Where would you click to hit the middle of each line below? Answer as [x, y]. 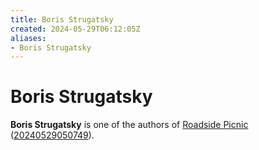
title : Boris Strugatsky [62, 19]
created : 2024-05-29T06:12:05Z [75, 29]
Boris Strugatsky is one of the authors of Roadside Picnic [129, 125]
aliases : [28, 38]
